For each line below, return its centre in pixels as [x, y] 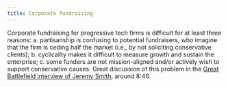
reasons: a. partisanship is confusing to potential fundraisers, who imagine [112, 40]
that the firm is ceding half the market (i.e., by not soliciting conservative [110, 47]
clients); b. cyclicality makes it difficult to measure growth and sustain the [111, 54]
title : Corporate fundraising [50, 13]
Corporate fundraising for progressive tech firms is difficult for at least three [114, 33]
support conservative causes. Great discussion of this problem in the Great [113, 69]
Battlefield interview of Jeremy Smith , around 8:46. [79, 76]
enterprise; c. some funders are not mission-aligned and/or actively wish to [113, 61]
